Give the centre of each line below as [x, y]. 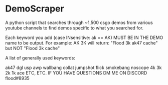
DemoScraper [35, 9]
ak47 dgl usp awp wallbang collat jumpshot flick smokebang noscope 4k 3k [83, 67]
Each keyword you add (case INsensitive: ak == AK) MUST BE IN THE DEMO [84, 37]
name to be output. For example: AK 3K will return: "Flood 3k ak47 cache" [81, 42]
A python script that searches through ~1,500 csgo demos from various [79, 22]
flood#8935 [18, 78]
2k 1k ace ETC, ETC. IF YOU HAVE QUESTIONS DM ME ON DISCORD [76, 72]
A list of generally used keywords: [40, 57]
